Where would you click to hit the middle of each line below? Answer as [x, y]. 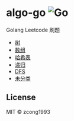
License [21, 98]
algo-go [26, 13]
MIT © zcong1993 [28, 112]
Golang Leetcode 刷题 [33, 30]
